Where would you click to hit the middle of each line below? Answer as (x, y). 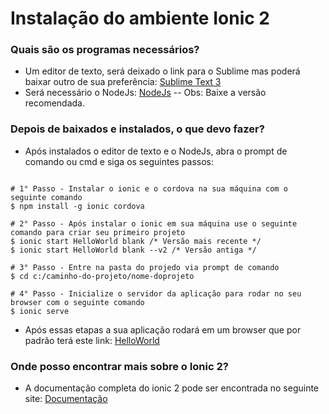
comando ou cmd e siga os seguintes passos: (119, 161)
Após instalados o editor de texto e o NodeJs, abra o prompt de (156, 151)
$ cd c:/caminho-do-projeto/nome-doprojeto (102, 276)
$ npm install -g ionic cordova (77, 206)
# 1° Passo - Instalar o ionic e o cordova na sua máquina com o (149, 188)
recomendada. (54, 103)
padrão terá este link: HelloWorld (92, 340)
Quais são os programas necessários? (105, 50)
